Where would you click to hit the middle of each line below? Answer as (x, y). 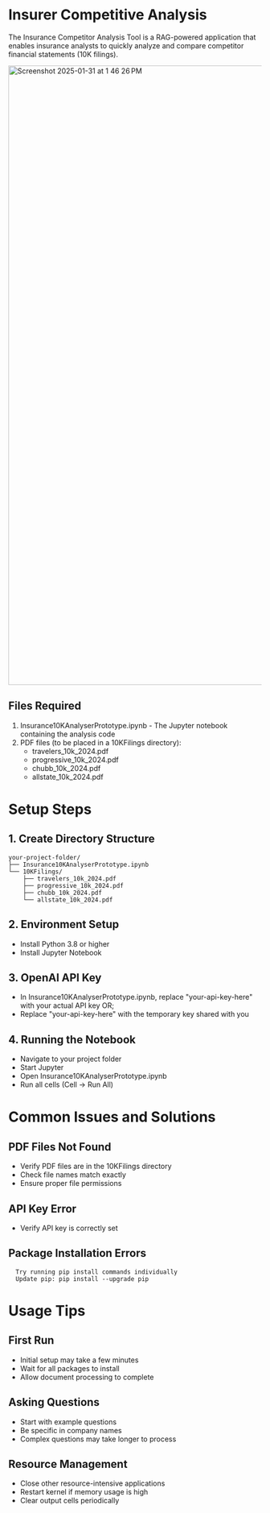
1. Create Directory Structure (82, 839)
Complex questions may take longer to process (98, 1439)
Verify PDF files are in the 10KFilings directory (96, 1167)
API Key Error (43, 1209)
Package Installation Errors (78, 1253)
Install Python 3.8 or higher (65, 943)
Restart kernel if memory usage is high (84, 1492)
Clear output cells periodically (70, 1501)
